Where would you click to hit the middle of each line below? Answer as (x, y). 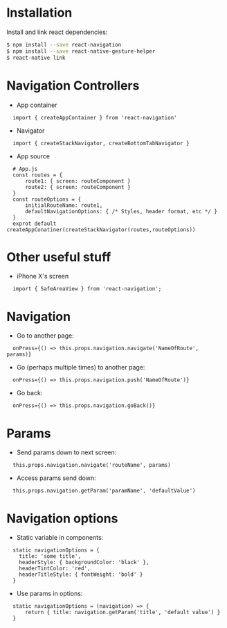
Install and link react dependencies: (57, 32)
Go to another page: (45, 336)
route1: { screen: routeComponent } (78, 181)
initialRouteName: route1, (64, 205)
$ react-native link (36, 58)
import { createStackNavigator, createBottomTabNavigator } (101, 143)
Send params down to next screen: (66, 452)
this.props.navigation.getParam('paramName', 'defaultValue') (104, 491)
